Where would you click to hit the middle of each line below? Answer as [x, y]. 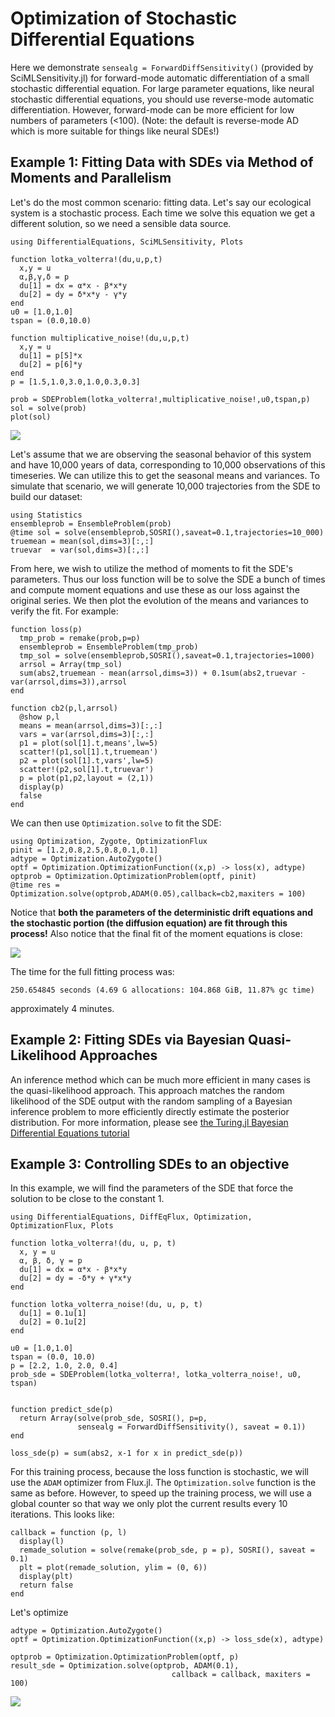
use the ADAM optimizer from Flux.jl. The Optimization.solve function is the [163, 1483]
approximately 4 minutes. [62, 1008]
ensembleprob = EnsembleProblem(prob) [91, 523]
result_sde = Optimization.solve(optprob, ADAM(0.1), [125, 1666]
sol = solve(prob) [48, 408]
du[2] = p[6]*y [51, 364]
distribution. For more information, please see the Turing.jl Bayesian [149, 1122]
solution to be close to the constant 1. [87, 1199]
